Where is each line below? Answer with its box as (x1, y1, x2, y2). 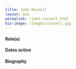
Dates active (5, 47, 31, 53)
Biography (5, 58, 27, 64)
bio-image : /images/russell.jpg (5, 21, 71, 26)
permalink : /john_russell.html (5, 16, 69, 21)
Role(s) (5, 36, 21, 42)
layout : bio (5, 12, 29, 17)
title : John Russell (5, 7, 48, 12)
